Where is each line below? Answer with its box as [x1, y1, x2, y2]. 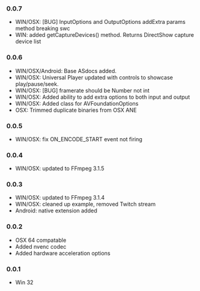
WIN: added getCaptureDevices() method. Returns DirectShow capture [15, 31, 194, 39]
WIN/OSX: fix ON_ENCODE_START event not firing [15, 135, 143, 142]
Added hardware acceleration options [15, 249, 111, 257]
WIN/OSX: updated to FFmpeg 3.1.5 [15, 165, 105, 173]
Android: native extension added [15, 207, 98, 214]
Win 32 [15, 279, 34, 286]
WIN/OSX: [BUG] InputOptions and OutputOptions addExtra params [15, 18, 186, 26]
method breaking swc [15, 25, 70, 32]
